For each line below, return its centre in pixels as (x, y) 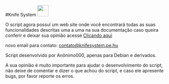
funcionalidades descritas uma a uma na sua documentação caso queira (82, 30)
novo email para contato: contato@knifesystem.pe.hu (62, 45)
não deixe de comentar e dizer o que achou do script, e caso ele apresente (84, 71)
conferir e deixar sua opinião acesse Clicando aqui (59, 35)
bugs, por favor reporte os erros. (40, 76)
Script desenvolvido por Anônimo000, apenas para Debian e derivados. (81, 55)
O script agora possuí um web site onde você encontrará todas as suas (80, 25)
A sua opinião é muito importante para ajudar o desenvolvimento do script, (84, 65)
